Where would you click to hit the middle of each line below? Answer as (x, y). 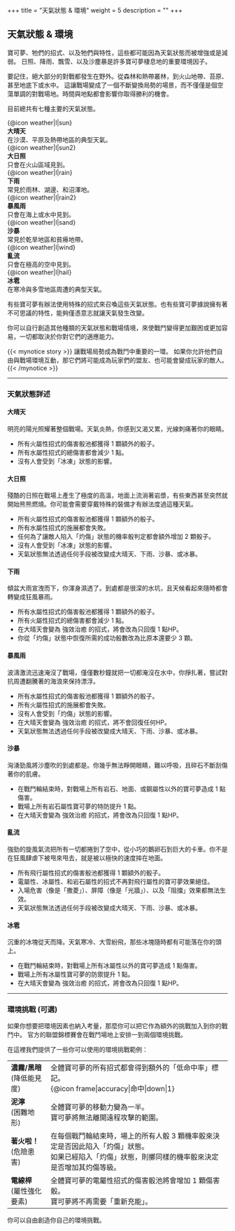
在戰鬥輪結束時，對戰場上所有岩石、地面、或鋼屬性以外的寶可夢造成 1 (117, 789)
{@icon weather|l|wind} (41, 247)
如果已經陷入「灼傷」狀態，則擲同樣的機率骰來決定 (134, 1157)
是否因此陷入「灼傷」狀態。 (103, 1146)
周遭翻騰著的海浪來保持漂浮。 (56, 681)
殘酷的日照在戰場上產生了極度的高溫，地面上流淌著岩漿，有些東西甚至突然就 (117, 495)
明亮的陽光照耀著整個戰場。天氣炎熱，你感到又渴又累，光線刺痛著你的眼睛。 (117, 428)
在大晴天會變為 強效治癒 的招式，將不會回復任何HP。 (94, 722)
